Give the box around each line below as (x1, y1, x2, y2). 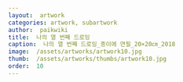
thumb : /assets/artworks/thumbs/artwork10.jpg (8, 55, 167, 63)
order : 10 (8, 62, 44, 70)
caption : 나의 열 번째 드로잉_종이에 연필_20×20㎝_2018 (8, 41, 176, 48)
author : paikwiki (8, 26, 68, 34)
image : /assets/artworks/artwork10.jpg (8, 48, 143, 55)
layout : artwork (8, 11, 65, 20)
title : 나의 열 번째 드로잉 (8, 33, 90, 41)
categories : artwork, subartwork (8, 19, 118, 27)
